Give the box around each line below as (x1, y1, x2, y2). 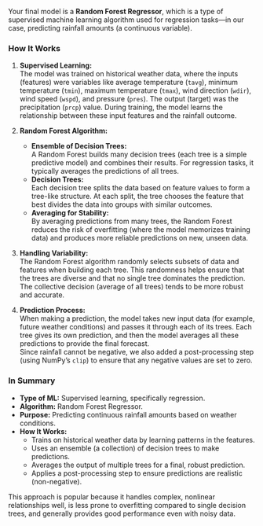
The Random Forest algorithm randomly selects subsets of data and (19, 257, 239, 267)
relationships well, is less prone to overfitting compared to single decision (8, 500, 246, 509)
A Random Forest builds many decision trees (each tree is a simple (31, 149, 247, 160)
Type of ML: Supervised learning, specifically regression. (19, 393, 206, 403)
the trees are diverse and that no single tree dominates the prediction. (19, 274, 246, 283)
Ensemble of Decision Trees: (31, 142, 127, 151)
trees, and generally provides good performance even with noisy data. (8, 509, 236, 518)
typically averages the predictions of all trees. (31, 167, 179, 176)
